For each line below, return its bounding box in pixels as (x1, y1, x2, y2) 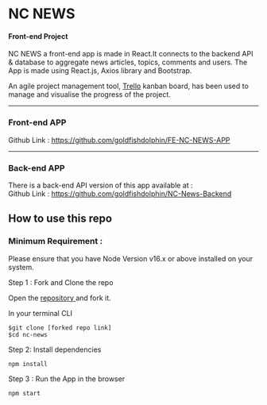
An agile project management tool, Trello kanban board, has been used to (8, 81, 249, 91)
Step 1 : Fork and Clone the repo (8, 277, 114, 287)
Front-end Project (8, 31, 68, 40)
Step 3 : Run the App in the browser (8, 374, 126, 384)
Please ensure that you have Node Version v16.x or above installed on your (8, 253, 253, 263)
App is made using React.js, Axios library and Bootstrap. (8, 66, 192, 75)
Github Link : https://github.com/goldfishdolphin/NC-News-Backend (8, 188, 232, 199)
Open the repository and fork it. (8, 293, 111, 303)
